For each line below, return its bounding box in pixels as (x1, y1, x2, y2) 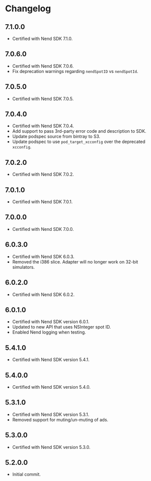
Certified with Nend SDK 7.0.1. (12, 199, 73, 205)
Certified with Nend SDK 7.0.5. (12, 96, 74, 102)
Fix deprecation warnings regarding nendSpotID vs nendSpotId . (12, 68, 139, 74)
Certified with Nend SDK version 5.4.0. (12, 384, 91, 390)
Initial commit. (12, 472, 41, 478)
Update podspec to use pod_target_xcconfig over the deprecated (12, 139, 146, 145)
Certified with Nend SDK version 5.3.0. (12, 444, 91, 450)
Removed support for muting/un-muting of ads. (12, 416, 109, 422)
